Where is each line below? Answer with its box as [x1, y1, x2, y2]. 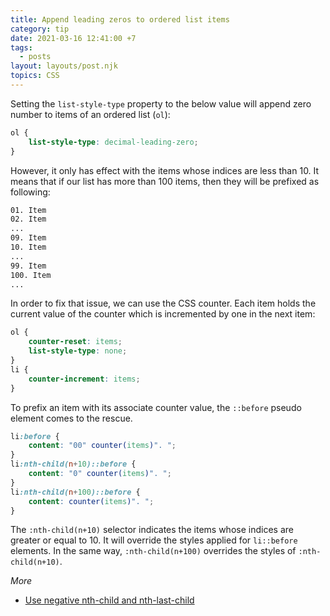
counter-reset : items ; [28, 337, 123, 347]
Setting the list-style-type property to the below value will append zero [10, 97, 312, 110]
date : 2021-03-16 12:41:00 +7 [10, 33, 137, 43]
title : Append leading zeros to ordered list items [10, 14, 230, 25]
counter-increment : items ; [28, 374, 141, 384]
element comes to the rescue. [10, 412, 133, 424]
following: [10, 186, 51, 198]
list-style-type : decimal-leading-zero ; [28, 137, 199, 147]
